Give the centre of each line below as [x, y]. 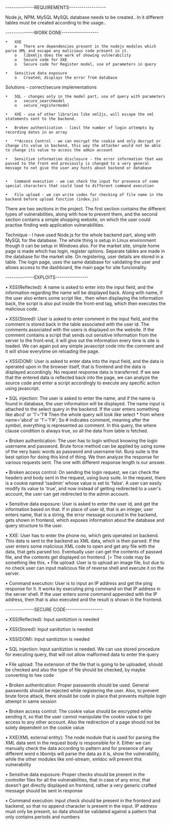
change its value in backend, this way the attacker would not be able [83, 145]
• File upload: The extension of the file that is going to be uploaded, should [84, 664]
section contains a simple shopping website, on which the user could [78, 220]
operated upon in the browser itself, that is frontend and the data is [76, 367]
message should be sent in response [44, 791]
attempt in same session [31, 701]
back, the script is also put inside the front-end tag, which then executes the [86, 304]
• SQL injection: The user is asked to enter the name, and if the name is [80, 398]
